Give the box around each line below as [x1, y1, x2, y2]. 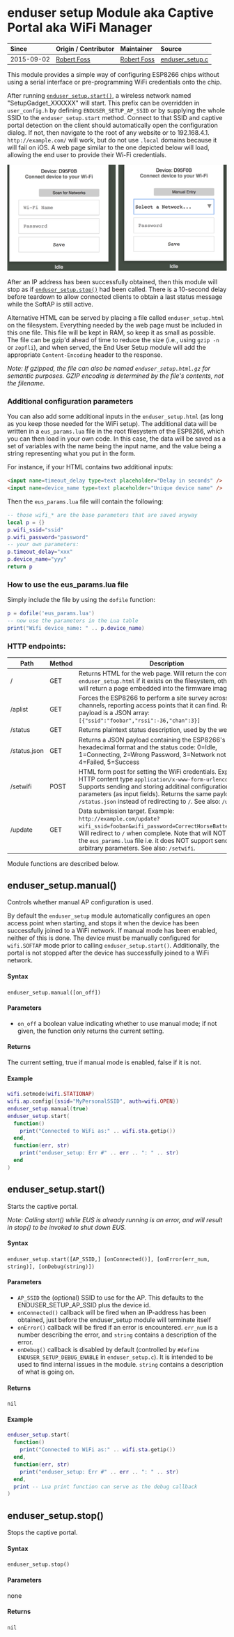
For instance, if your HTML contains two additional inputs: [7, 463, 173, 471]
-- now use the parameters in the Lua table [7, 617, 139, 624]
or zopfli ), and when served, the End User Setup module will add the [7, 343, 207, 351]
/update [10, 825, 33, 834]
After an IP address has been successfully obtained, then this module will [7, 277, 218, 286]
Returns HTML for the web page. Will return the [79, 669, 214, 677]
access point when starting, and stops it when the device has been [7, 919, 200, 927]
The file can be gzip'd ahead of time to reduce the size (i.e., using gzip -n [7, 335, 219, 344]
